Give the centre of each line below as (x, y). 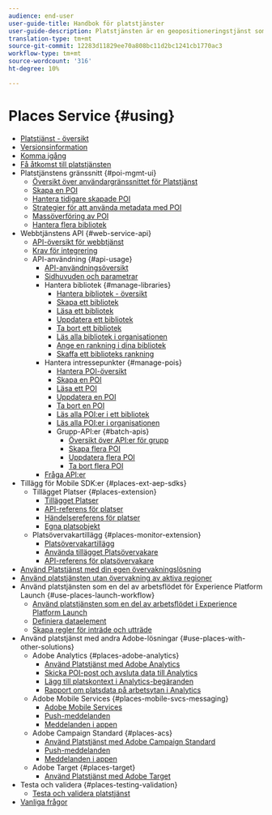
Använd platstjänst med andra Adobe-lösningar (99, 638)
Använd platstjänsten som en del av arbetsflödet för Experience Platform (141, 586)
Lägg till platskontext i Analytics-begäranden (119, 681)
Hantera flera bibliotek (69, 225)
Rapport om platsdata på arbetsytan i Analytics (123, 689)
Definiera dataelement (69, 620)
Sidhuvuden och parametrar (91, 276)
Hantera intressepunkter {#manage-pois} (113, 362)
